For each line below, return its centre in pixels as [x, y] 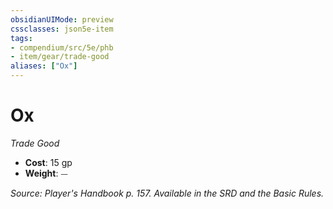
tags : [21, 38]
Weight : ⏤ [46, 173]
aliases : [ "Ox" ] [44, 66]
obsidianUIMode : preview [62, 19]
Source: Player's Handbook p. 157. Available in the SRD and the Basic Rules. [167, 193]
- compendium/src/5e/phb [62, 47]
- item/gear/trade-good [60, 57]
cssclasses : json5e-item [62, 29]
